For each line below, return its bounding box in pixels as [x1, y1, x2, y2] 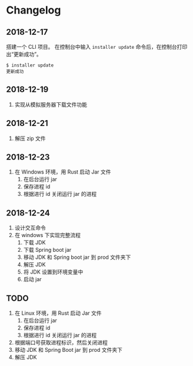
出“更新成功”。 [6, 51, 42, 58]
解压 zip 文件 [14, 135, 46, 142]
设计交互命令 [14, 224, 46, 231]
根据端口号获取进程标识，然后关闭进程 [14, 339, 108, 346]
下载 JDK [23, 239, 46, 246]
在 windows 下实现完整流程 [14, 232, 81, 239]
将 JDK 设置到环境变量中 [23, 268, 84, 275]
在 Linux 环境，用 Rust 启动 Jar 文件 [14, 310, 102, 317]
